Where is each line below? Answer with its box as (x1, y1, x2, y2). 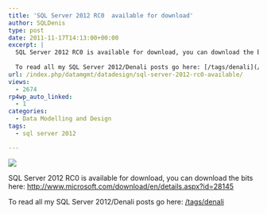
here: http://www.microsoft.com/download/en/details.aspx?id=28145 (8, 182, 234, 191)
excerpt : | (8, 41, 44, 49)
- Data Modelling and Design (15, 115, 112, 123)
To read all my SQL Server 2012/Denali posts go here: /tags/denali (8, 197, 225, 206)
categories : (8, 108, 48, 116)
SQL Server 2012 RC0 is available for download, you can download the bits (8, 173, 253, 182)
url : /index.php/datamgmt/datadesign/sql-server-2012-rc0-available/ (8, 71, 244, 78)
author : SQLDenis (8, 19, 66, 27)
